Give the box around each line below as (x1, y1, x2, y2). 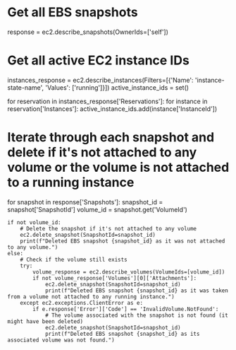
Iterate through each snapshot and (7, 129, 215, 146)
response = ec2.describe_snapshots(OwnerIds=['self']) (7, 28, 169, 36)
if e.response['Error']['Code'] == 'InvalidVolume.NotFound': (32, 305, 219, 313)
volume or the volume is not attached (7, 160, 230, 175)
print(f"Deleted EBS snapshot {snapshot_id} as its (44, 330, 200, 337)
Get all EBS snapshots (7, 4, 139, 21)
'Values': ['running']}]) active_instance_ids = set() (45, 83, 189, 92)
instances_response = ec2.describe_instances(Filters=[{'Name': (7, 76, 194, 84)
